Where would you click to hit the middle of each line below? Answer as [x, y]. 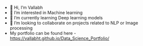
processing [21, 28]
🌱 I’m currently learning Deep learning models [56, 18]
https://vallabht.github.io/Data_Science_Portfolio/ [59, 38]
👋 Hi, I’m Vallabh [26, 8]
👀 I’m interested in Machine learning [46, 13]
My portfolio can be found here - [43, 33]
